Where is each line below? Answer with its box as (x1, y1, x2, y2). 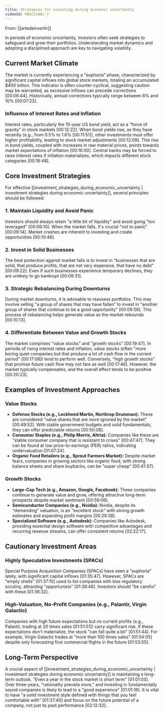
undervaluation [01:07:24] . (12, 448, 65, 454)
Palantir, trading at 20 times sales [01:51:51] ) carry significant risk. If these (5, 624, 154, 629)
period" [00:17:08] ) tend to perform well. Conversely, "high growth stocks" (5, 356, 155, 362)
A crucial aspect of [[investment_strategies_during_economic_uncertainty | (5, 666, 156, 672)
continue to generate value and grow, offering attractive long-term (12, 492, 145, 497)
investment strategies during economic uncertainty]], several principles (5, 190, 149, 196)
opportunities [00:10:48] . (5, 234, 55, 240)
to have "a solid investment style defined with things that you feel (5, 692, 137, 698)
